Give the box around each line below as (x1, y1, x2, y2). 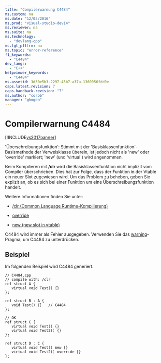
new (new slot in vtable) (12, 222, 60, 228)
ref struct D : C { (5, 341, 44, 346)
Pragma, (5, 237, 22, 242)
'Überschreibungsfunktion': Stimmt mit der (5, 144, 90, 150)
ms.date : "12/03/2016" (5, 16, 51, 21)
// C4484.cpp (5, 273, 31, 277)
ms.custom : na (5, 12, 34, 17)
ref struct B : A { (5, 298, 44, 303)
